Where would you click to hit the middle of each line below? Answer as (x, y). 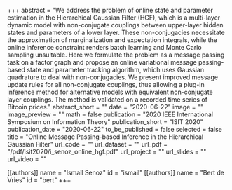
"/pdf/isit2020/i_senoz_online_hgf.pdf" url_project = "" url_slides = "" (107, 151)
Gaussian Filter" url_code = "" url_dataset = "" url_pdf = (88, 144)
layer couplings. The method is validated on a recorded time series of (108, 100)
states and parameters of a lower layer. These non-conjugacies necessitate (116, 32)
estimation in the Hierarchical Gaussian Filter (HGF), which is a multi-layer (114, 18)
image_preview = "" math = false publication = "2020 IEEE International (110, 114)
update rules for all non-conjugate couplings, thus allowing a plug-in (106, 84)
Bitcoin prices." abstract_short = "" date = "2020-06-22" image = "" (105, 107)
